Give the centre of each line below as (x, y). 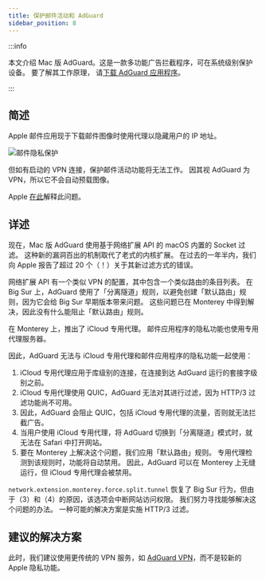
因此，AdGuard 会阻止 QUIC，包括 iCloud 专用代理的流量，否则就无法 (134, 412)
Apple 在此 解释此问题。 (47, 197)
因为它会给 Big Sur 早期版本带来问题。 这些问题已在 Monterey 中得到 (135, 302)
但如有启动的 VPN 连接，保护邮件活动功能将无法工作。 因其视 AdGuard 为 (129, 170)
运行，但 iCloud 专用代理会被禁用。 (78, 472)
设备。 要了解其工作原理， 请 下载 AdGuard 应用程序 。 (97, 72)
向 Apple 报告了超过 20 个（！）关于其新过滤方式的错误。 (103, 265)
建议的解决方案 (45, 537)
